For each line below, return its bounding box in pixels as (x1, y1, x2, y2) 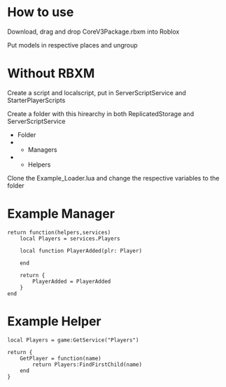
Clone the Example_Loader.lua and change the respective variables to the (7, 174, 220, 182)
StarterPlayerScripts (7, 96, 66, 104)
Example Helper (7, 314, 101, 329)
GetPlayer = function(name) (20, 355, 101, 362)
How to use (7, 4, 74, 20)
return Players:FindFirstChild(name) (32, 361, 142, 368)
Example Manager (7, 206, 115, 222)
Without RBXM (7, 66, 95, 81)
